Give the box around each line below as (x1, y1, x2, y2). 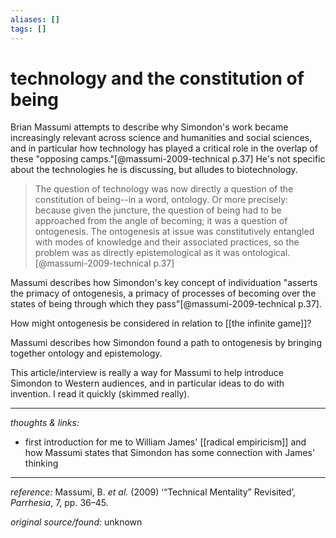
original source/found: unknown (10, 516, 143, 528)
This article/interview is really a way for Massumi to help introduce (10, 367, 284, 379)
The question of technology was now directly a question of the (34, 183, 294, 195)
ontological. (241, 247, 291, 259)
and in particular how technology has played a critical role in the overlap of (10, 142, 318, 155)
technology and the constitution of (10, 67, 305, 90)
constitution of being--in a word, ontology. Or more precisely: (34, 194, 289, 206)
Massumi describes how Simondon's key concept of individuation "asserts (10, 277, 318, 289)
